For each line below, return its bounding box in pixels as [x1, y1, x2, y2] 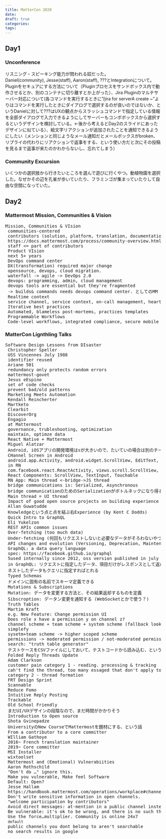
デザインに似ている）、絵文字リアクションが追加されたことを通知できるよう [5, 127, 159, 133]
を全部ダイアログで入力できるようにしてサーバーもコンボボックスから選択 [5, 114, 157, 120]
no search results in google [7, 829, 79, 835]
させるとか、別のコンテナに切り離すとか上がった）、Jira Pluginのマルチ [9, 89, 155, 95]
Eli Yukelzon [7, 520, 40, 525]
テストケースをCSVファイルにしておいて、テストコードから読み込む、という [7, 647, 162, 653]
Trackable [7, 697, 32, 703]
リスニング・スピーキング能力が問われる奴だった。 [5, 70, 109, 77]
